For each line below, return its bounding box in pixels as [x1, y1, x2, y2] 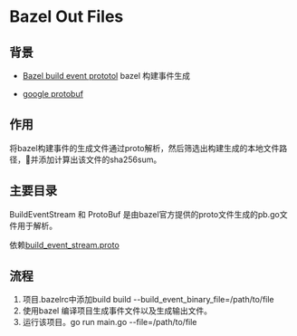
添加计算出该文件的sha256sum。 [38, 154, 162, 165]
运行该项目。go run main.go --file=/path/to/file [22, 317, 197, 328]
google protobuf [22, 89, 84, 99]
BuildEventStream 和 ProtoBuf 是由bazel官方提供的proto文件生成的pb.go [9, 208, 281, 219]
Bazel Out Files [9, 6, 124, 27]
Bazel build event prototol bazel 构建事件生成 [22, 71, 191, 81]
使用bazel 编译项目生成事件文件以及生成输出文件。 [22, 305, 213, 316]
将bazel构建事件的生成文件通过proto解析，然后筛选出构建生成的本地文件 [9, 142, 280, 153]
